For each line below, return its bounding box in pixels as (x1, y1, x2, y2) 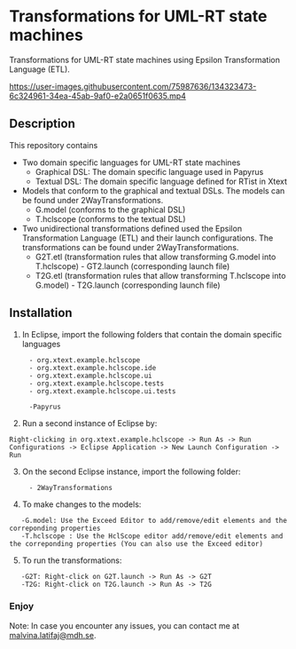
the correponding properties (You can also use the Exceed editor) (9, 539, 264, 548)
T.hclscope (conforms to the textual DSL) (35, 213, 186, 224)
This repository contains (9, 139, 98, 150)
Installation (9, 305, 73, 321)
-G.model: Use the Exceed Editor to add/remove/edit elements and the (20, 516, 288, 525)
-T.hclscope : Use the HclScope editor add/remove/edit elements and (20, 531, 284, 541)
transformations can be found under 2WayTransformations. (21, 241, 239, 252)
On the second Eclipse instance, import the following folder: (21, 466, 241, 477)
